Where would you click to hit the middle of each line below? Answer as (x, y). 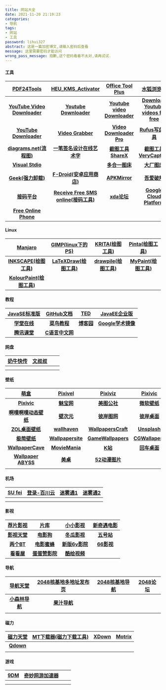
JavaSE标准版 (24, 314)
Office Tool (119, 86)
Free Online (27, 210)
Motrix (124, 636)
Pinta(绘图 (141, 244)
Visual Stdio (27, 165)
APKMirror (119, 177)
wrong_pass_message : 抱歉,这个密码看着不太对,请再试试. (58, 56)
